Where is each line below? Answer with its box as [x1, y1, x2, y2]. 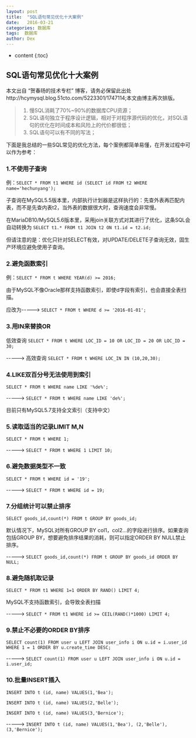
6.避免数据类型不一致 [6, 462, 66, 471]
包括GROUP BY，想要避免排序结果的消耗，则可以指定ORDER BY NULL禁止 [6, 534, 186, 541]
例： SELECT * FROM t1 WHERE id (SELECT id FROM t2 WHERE [6, 179, 147, 186]
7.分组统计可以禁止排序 [6, 502, 71, 510]
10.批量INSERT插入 [6, 676, 60, 684]
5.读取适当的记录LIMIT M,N [6, 423, 84, 431]
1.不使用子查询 [6, 165, 47, 173]
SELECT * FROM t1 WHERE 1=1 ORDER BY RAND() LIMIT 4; [6, 587, 140, 594]
